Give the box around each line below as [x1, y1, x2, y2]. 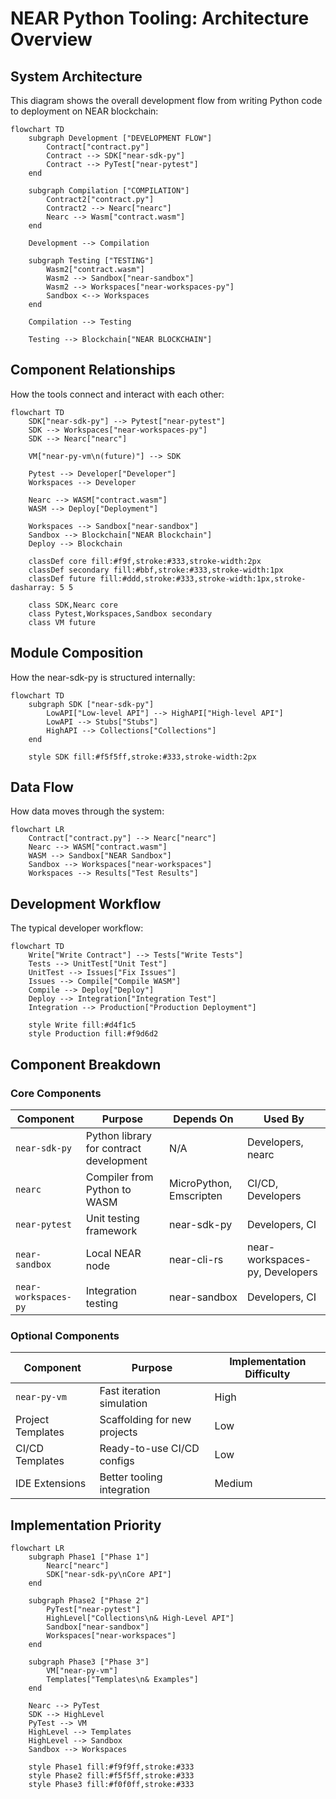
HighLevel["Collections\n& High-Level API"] [46, 1613, 235, 1624]
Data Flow [10, 779, 74, 796]
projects [99, 1425, 138, 1439]
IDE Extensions [15, 1477, 87, 1491]
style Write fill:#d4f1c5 [28, 1020, 137, 1031]
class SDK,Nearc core [28, 600, 118, 610]
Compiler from [85, 1170, 154, 1184]
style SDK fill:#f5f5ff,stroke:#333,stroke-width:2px [28, 752, 257, 762]
